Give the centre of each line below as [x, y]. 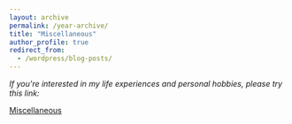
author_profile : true [49, 42]
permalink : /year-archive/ [59, 26]
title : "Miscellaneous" [53, 34]
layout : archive [39, 17]
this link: [24, 93]
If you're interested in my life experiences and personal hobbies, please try [146, 84]
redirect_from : [37, 50]
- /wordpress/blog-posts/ [65, 58]
